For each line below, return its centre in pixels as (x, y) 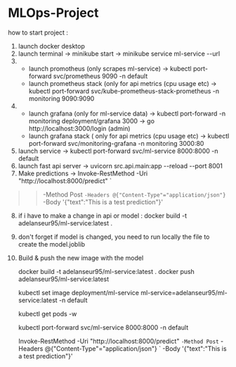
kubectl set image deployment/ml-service (79, 292)
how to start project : (38, 32)
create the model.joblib (52, 244)
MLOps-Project (53, 13)
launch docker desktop (51, 46)
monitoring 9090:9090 (61, 98)
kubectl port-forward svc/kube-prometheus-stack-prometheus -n (124, 91)
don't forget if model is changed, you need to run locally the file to (114, 237)
